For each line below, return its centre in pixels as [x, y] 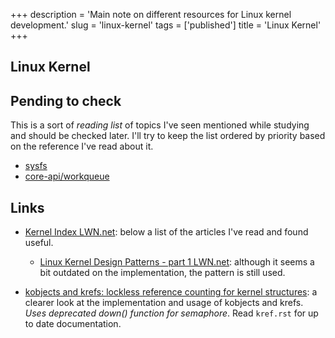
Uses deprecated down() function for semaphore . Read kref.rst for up [171, 313]
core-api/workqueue [67, 176]
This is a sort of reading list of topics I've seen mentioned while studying [160, 125]
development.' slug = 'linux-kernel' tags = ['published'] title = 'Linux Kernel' [166, 25]
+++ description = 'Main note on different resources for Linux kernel [151, 14]
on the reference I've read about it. [82, 146]
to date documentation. [73, 324]
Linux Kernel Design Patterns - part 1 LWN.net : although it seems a [177, 262]
